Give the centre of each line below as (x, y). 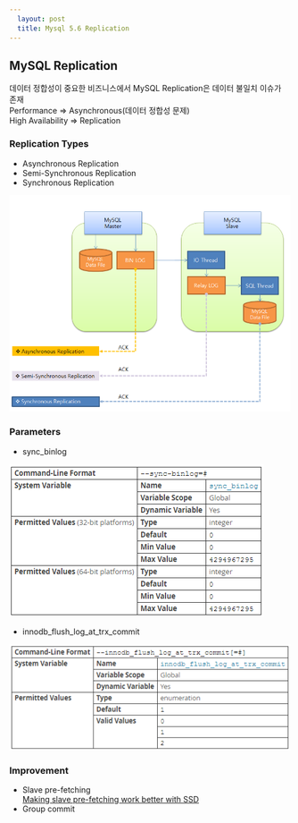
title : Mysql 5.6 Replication (73, 28)
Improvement (39, 770)
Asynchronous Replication (70, 163)
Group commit (49, 809)
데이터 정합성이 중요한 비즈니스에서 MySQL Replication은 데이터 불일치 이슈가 (145, 89)
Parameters (35, 432)
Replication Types (49, 144)
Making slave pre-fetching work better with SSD (110, 800)
